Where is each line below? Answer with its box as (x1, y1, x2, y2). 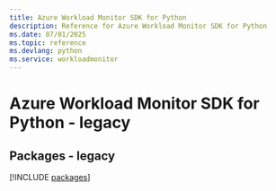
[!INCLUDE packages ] (9, 172, 91, 182)
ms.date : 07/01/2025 (9, 30, 87, 39)
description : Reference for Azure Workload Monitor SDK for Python (9, 22, 268, 30)
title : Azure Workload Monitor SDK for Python (9, 13, 187, 22)
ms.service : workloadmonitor (9, 55, 119, 64)
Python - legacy (9, 113, 131, 133)
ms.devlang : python (9, 47, 83, 56)
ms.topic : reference (9, 38, 87, 48)
